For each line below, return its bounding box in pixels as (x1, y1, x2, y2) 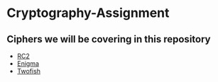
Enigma (16, 59, 40, 68)
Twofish (16, 67, 40, 75)
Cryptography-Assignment (6, 5, 170, 21)
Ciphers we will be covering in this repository (6, 33, 211, 45)
